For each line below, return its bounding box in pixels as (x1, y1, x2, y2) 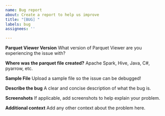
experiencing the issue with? (5, 50, 66, 56)
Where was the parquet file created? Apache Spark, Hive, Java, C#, (5, 60, 150, 66)
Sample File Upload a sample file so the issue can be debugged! (5, 75, 142, 81)
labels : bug (5, 21, 31, 27)
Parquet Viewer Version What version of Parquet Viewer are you (5, 45, 142, 51)
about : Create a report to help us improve (5, 12, 100, 17)
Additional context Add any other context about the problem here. (5, 105, 146, 111)
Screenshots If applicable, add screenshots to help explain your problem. (5, 95, 160, 101)
